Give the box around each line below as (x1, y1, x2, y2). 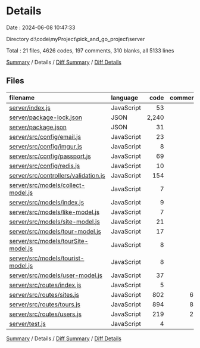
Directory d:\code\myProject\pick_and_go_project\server (6, 35, 145, 42)
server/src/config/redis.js (9, 161, 80, 170)
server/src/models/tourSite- (9, 237, 89, 245)
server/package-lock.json (9, 113, 82, 122)
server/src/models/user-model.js (9, 271, 103, 279)
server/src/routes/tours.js (9, 300, 81, 308)
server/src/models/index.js (9, 198, 85, 206)
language (111, 94, 139, 102)
